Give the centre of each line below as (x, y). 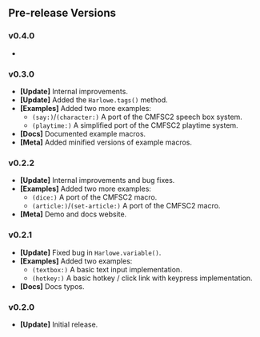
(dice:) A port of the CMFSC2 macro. (94, 197)
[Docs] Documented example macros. (83, 133)
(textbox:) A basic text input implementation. (107, 269)
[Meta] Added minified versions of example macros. (106, 142)
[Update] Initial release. (59, 324)
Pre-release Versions (62, 13)
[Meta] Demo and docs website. (73, 214)
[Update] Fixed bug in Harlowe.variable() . (90, 252)
